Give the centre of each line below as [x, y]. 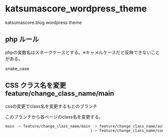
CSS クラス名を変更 [36, 85]
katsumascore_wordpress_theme [76, 9]
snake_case [17, 68]
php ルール [22, 40]
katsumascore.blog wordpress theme [43, 22]
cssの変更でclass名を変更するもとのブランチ [51, 106]
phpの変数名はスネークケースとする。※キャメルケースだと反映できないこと [82, 52]
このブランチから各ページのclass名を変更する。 [54, 117]
